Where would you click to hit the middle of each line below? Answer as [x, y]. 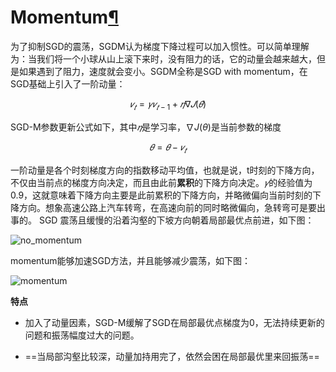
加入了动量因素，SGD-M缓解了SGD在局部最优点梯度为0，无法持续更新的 [174, 322]
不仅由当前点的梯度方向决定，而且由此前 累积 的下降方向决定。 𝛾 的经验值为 [161, 182]
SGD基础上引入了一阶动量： [68, 83]
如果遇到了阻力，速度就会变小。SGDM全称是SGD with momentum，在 [163, 71]
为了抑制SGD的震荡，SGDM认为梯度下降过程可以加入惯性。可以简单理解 [160, 46]
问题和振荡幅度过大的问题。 [82, 335]
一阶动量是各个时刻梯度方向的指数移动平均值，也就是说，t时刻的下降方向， [165, 170]
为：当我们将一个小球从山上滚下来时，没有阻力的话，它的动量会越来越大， [163, 58]
